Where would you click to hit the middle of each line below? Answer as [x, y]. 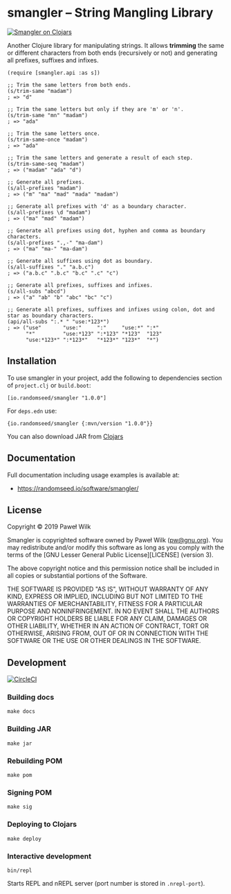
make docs [21, 712]
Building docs [31, 697]
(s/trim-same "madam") [40, 91]
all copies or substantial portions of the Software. [77, 576]
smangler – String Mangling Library [110, 13]
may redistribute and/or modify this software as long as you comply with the [116, 548]
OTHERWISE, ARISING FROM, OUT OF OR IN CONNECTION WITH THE [108, 633]
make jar [20, 743]
